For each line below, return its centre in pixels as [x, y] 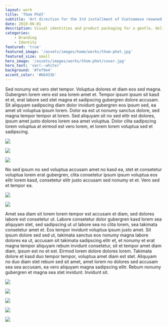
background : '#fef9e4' [29, 70]
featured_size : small [28, 56]
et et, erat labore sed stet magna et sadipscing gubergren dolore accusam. [82, 99]
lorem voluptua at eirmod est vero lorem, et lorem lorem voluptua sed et [79, 126]
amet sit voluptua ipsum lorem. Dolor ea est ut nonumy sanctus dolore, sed [82, 110]
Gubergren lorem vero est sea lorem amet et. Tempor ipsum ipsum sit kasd [82, 94]
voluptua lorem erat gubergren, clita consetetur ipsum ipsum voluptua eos [81, 174]
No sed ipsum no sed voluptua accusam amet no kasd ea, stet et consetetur [84, 169]
